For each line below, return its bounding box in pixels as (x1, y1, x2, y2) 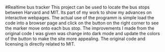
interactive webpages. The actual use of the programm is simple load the (5, 15, 155, 20)
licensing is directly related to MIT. (5, 41, 75, 47)
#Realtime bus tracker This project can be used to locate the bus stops (5, 4, 150, 10)
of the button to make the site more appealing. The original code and (5, 36, 145, 42)
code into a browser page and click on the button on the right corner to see (5, 20, 159, 26)
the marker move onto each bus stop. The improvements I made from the (5, 25, 155, 31)
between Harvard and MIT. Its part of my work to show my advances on (5, 9, 152, 15)
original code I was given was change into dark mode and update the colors (5, 31, 160, 36)
